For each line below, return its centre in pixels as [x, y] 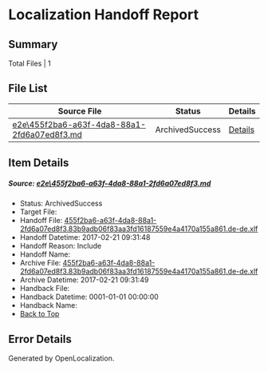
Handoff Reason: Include [61, 246]
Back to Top [39, 314]
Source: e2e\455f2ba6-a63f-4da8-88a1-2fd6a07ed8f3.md [110, 183]
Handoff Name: [45, 254]
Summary [33, 44]
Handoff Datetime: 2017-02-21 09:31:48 [85, 237]
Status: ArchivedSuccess [61, 203]
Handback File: [45, 289]
